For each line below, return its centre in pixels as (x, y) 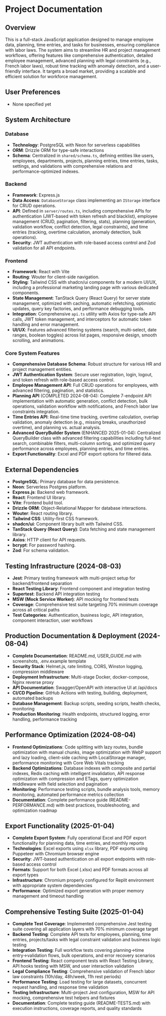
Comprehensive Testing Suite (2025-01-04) (74, 912)
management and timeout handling (48, 896)
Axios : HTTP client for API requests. (49, 540)
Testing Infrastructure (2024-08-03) (63, 566)
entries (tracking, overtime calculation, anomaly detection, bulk (77, 232)
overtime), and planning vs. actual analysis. (56, 428)
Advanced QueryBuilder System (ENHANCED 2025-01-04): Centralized (86, 433)
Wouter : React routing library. (43, 513)
